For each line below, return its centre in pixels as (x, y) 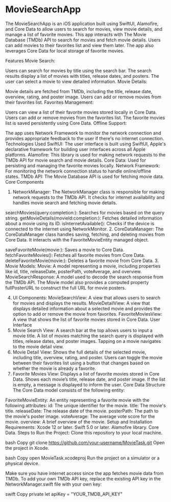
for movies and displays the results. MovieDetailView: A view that (81, 303)
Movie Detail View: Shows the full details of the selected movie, (79, 352)
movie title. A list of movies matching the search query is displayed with (88, 336)
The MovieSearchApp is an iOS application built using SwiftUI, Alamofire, (82, 24)
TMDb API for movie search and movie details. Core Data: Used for (76, 160)
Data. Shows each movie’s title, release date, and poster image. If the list (89, 379)
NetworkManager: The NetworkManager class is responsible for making (89, 192)
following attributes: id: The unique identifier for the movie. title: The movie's (86, 405)
